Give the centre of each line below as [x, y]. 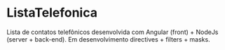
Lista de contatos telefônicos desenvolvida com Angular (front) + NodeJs [112, 32]
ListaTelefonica [52, 13]
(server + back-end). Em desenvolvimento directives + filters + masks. [109, 39]
